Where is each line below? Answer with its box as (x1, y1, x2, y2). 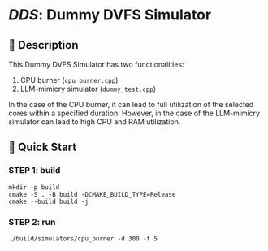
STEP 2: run (8, 216, 56, 227)
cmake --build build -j (8, 197, 89, 206)
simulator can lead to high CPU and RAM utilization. (8, 117, 181, 127)
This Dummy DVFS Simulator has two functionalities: (8, 59, 184, 69)
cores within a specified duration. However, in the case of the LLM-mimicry (8, 108, 261, 118)
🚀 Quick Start (8, 141, 77, 154)
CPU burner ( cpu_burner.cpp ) (19, 76, 119, 84)
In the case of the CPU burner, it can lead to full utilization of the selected (8, 100, 254, 109)
